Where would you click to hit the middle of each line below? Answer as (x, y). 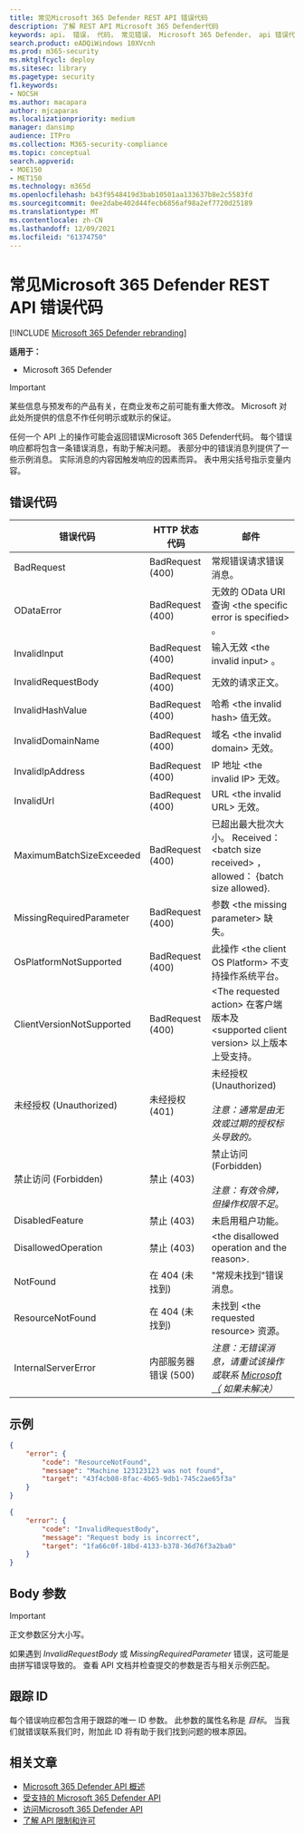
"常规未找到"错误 (247, 1275)
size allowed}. (241, 888)
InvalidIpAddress (50, 772)
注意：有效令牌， (248, 1191)
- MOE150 (26, 170)
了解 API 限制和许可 (59, 1820)
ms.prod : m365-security (54, 52)
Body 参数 (38, 1593)
